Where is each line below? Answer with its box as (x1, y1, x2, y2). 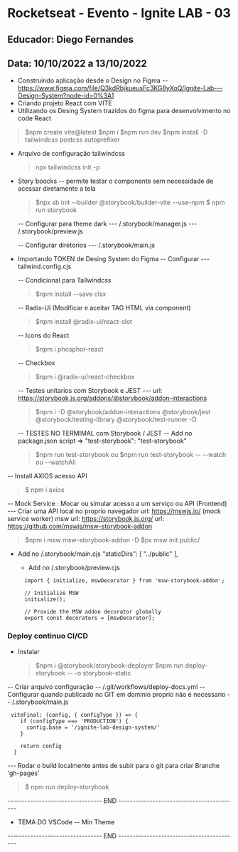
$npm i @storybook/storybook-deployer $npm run (35, 661, 184, 670)
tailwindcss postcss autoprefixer (24, 135, 121, 144)
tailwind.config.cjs (17, 262, 72, 271)
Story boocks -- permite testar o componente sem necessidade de (17, 177, 214, 186)
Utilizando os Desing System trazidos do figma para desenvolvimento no (17, 107, 231, 115)
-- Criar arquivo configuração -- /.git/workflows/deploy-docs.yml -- (7, 682, 206, 691)
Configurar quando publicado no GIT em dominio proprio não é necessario (7, 690, 226, 698)
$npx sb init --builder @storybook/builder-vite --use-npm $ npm (35, 198, 225, 207)
